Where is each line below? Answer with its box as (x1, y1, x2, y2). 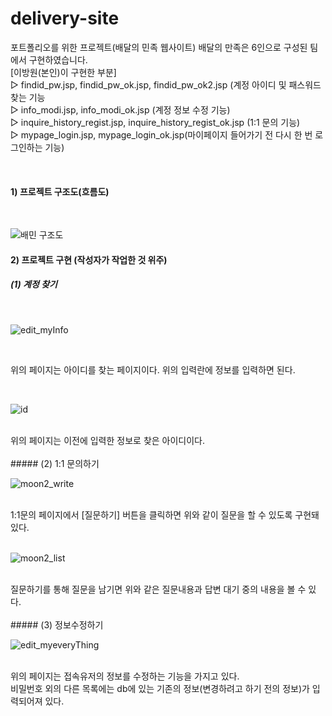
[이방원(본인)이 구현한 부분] (10, 66, 117, 78)
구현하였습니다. (28, 53, 88, 66)
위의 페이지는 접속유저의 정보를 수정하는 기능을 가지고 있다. (10, 670, 240, 682)
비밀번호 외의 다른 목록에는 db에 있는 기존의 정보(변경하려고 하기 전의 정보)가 (10, 682, 310, 694)
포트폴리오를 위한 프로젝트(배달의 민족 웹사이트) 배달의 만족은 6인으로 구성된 (10, 41, 308, 53)
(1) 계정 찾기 (10, 278, 58, 291)
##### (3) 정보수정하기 (10, 618, 104, 631)
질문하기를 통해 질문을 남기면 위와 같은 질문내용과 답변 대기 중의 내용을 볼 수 (10, 583, 307, 595)
